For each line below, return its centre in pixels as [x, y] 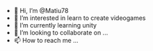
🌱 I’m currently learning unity [55, 25]
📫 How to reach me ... [46, 40]
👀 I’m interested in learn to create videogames [80, 18]
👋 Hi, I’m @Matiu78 [41, 11]
